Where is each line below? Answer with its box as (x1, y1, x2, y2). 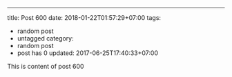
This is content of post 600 (7, 63, 84, 70)
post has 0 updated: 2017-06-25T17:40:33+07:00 (17, 49, 159, 57)
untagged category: (17, 34, 74, 42)
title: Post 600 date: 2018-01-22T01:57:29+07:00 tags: (7, 14, 161, 21)
